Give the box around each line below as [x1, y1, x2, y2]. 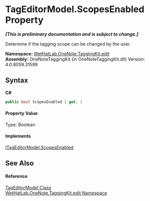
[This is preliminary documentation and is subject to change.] [5, 31, 138, 37]
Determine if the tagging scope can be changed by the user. [5, 41, 131, 47]
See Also [5, 159, 34, 168]
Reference [5, 173, 28, 179]
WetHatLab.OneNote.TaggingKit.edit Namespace [5, 190, 107, 196]
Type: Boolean [5, 122, 35, 128]
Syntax [5, 76, 28, 85]
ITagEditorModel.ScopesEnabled [5, 144, 73, 150]
